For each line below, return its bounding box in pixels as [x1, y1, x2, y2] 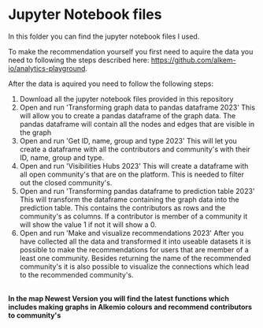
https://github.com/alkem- [150, 55, 236, 65]
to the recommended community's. [19, 270, 134, 279]
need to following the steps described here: [8, 55, 150, 65]
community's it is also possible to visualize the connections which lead [19, 262, 250, 271]
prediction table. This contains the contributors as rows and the [19, 203, 226, 212]
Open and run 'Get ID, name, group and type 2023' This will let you [19, 136, 238, 145]
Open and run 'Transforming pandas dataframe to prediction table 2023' [19, 186, 255, 196]
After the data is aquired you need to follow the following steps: [8, 79, 214, 88]
